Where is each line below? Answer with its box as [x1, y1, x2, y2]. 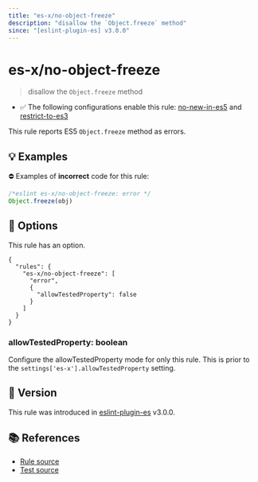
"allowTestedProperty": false [37, 290, 137, 298]
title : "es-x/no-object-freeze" [8, 11, 115, 20]
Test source [19, 465, 60, 474]
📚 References [8, 431, 80, 445]
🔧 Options [8, 220, 58, 233]
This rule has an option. [8, 240, 86, 250]
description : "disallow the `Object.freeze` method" [8, 19, 187, 27]
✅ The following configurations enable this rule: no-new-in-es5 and [19, 103, 242, 112]
